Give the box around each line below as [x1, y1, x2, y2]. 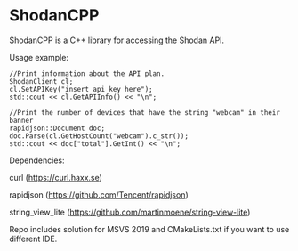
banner [9, 116, 34, 125]
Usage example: [9, 52, 69, 62]
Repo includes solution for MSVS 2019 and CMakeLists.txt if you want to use [9, 223, 290, 234]
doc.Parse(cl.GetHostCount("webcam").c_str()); [9, 131, 189, 141]
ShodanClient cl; [9, 77, 74, 85]
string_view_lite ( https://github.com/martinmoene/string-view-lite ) [9, 206, 251, 217]
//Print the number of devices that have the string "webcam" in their [9, 108, 280, 117]
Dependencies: [9, 155, 65, 166]
